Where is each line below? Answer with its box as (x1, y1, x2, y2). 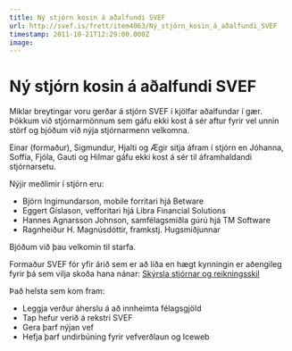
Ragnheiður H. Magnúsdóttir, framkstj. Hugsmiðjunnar (21, 224, 221, 235)
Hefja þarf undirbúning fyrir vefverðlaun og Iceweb (21, 331, 210, 342)
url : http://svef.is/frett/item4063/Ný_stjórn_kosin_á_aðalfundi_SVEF (9, 21, 278, 30)
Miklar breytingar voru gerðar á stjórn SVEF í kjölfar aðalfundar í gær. (9, 106, 263, 117)
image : (9, 38, 34, 47)
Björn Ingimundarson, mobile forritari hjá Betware (21, 196, 204, 206)
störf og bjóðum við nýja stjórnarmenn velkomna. (9, 125, 190, 136)
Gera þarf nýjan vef (21, 322, 94, 333)
